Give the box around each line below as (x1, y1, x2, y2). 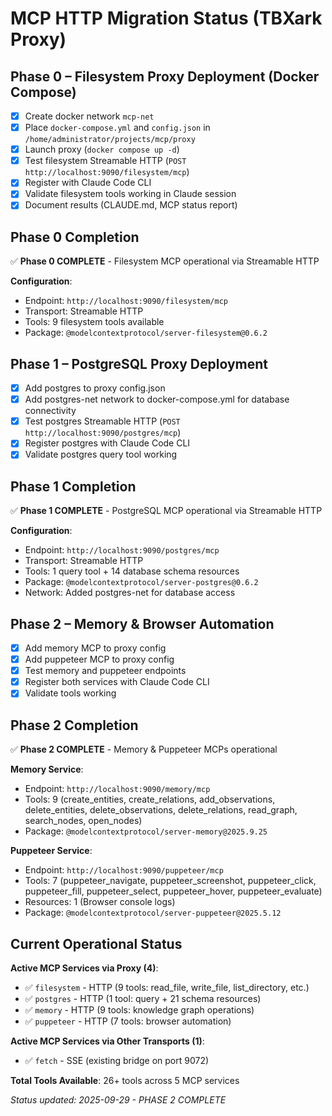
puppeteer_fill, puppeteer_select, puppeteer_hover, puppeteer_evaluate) (24, 885, 323, 897)
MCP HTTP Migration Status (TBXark (10, 7, 323, 30)
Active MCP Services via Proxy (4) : (10, 962, 159, 974)
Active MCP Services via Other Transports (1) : (10, 1035, 205, 1047)
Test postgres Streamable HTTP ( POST (24, 415, 181, 427)
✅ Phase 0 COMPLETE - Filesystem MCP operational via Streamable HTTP (10, 255, 320, 267)
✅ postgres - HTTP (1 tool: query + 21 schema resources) (24, 992, 262, 1004)
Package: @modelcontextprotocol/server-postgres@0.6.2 (24, 576, 259, 588)
